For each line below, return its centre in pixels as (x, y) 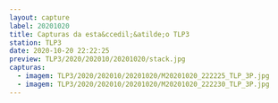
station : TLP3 (36, 43)
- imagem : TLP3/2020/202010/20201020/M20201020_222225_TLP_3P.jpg (143, 76)
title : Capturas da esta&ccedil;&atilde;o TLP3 (100, 34)
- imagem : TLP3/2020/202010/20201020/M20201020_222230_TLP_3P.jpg (143, 84)
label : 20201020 (39, 26)
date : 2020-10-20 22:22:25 (59, 51)
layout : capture (39, 17)
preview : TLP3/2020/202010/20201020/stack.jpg (97, 59)
